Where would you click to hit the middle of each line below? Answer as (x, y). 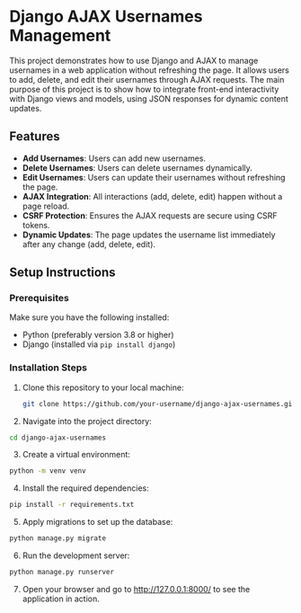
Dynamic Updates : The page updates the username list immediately (149, 235)
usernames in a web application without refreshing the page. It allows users (149, 70)
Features (35, 137)
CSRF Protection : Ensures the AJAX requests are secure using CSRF (150, 215)
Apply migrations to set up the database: (97, 522)
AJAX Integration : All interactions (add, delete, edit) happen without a (152, 196)
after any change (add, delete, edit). (89, 244)
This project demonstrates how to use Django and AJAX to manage (134, 60)
